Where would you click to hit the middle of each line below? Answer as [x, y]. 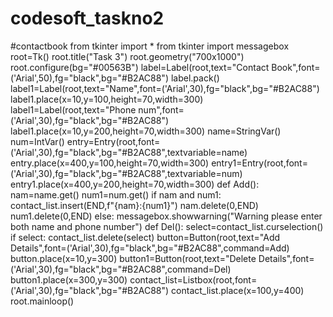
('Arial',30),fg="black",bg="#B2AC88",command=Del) [121, 269]
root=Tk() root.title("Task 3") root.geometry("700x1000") [127, 56]
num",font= [161, 109]
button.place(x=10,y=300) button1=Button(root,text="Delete [133, 258]
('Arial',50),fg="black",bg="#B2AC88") [89, 78]
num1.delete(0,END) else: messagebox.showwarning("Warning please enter [166, 216]
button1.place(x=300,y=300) [69, 279]
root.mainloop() [42, 301]
